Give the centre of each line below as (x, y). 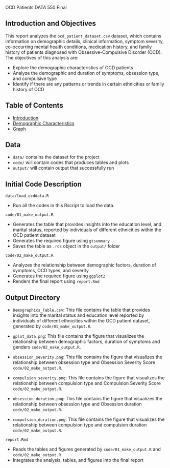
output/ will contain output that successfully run (63, 168)
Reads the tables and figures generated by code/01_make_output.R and (87, 449)
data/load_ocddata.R (27, 196)
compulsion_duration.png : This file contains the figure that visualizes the (89, 419)
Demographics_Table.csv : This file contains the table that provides (81, 310)
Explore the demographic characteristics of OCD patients (73, 67)
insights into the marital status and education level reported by (78, 315)
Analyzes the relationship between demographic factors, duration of (84, 265)
